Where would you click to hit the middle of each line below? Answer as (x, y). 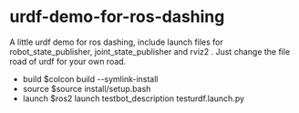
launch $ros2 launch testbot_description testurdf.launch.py (133, 98)
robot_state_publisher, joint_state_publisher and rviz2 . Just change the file (150, 51)
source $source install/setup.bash (87, 88)
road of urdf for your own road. (68, 61)
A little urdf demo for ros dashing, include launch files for (116, 42)
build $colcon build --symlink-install (90, 78)
